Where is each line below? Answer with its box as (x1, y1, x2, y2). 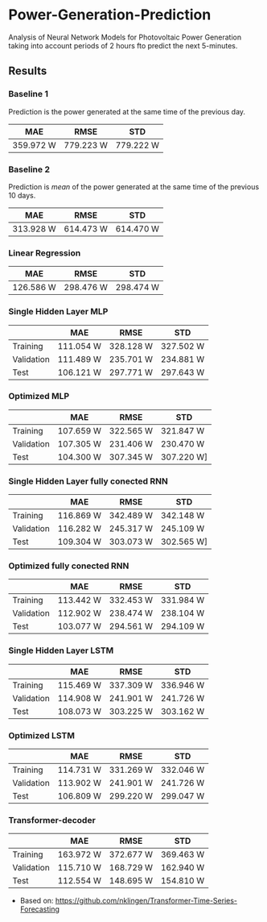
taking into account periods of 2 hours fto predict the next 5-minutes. (8, 40, 238, 50)
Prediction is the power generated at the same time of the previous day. (8, 106, 246, 116)
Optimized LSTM (8, 729, 75, 741)
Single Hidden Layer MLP (8, 306, 109, 318)
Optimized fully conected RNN (8, 560, 129, 571)
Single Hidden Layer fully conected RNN (8, 476, 169, 487)
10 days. (8, 190, 36, 200)
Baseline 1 (8, 89, 48, 100)
